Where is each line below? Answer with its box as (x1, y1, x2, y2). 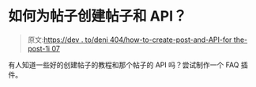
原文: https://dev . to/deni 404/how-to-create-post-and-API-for (27, 35, 232, 44)
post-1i (27, 43, 50, 53)
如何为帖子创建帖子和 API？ (8, 7, 187, 25)
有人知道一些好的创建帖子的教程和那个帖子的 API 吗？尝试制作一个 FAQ (8, 60, 239, 70)
